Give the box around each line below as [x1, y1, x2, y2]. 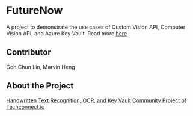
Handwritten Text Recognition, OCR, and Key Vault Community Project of [6, 97, 187, 104]
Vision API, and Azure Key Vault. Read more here [6, 29, 127, 37]
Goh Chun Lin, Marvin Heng [6, 63, 75, 70]
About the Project [6, 81, 74, 91]
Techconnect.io [6, 103, 45, 110]
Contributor [6, 47, 51, 58]
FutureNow [6, 4, 63, 17]
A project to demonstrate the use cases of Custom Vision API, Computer [6, 23, 186, 31]
